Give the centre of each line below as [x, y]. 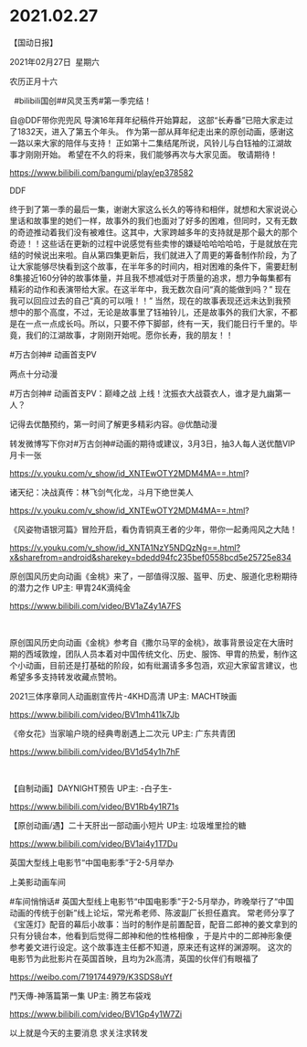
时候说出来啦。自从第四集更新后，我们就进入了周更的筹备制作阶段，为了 [161, 255]
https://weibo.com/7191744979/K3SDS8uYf [91, 977]
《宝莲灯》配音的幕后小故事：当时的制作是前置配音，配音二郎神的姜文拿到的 [153, 924]
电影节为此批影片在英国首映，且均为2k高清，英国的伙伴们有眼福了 [134, 958]
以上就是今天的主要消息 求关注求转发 [79, 1032]
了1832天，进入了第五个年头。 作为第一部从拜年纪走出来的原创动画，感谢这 [152, 131]
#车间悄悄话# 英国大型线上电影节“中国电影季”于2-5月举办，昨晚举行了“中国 [152, 901]
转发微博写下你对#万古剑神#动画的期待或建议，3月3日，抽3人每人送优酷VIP [153, 443]
